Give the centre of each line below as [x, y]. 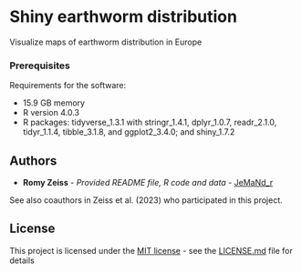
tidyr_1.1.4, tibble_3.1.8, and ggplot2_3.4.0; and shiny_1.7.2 [129, 132]
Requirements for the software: [68, 86]
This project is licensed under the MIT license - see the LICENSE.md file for [151, 250]
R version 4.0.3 [51, 113]
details [22, 260]
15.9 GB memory [53, 103]
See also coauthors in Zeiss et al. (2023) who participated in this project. [146, 200]
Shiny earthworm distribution [123, 17]
